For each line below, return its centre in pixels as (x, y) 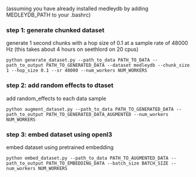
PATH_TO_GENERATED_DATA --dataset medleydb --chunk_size (118, 65)
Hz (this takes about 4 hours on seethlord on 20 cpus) (72, 49)
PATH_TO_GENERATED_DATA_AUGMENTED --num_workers (107, 114)
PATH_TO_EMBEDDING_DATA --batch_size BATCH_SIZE (107, 163)
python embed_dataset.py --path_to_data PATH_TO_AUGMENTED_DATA (87, 158)
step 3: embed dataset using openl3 (59, 134)
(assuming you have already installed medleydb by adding (77, 9)
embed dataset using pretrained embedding (60, 147)
